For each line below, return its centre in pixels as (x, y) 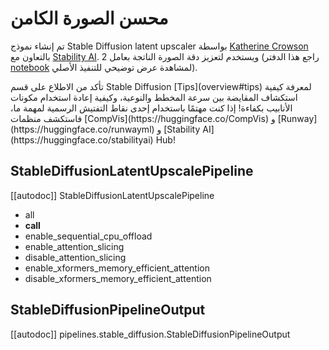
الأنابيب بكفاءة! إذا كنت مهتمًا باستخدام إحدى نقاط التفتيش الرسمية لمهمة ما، (151, 108)
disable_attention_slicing (75, 257)
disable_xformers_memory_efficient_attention (118, 278)
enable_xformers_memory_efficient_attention (117, 268)
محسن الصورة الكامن (89, 18)
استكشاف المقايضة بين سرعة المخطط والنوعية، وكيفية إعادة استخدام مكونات (154, 97)
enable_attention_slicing (74, 246)
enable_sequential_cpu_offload (88, 236)
